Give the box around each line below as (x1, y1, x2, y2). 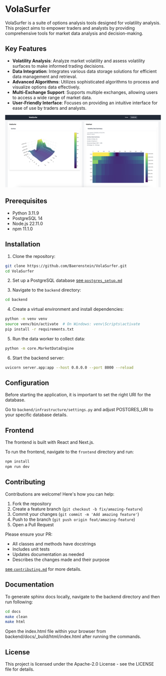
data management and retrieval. (12, 73, 78, 80)
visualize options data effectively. (12, 84, 81, 90)
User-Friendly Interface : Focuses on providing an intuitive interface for (12, 100, 158, 106)
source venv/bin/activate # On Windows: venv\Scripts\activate (5, 322, 140, 327)
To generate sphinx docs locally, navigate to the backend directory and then (5, 593, 160, 599)
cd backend (5, 297, 28, 302)
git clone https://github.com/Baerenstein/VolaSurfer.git (5, 263, 127, 268)
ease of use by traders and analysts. (12, 105, 87, 111)
